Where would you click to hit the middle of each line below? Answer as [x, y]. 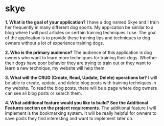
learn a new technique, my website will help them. [56, 68]
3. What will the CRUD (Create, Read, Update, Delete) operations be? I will [81, 77]
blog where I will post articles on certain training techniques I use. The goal [81, 32]
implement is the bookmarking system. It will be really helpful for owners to [81, 113]
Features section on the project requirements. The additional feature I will [81, 108]
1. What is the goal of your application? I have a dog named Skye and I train [82, 22]
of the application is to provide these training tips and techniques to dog [78, 38]
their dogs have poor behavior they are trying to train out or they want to [78, 63]
